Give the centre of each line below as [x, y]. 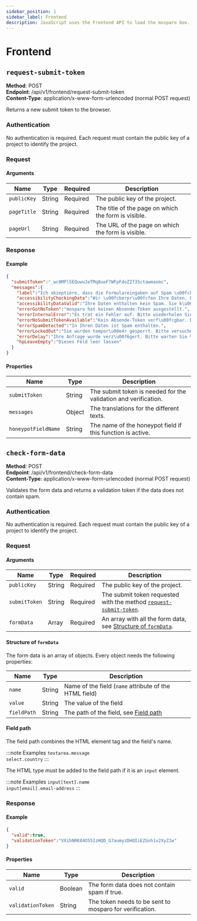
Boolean [71, 888]
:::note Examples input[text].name [48, 782]
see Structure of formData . [138, 627]
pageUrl [20, 229]
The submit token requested [140, 595]
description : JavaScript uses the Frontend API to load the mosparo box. [98, 22]
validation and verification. [126, 399]
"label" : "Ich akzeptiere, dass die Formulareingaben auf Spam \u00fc [103, 293]
